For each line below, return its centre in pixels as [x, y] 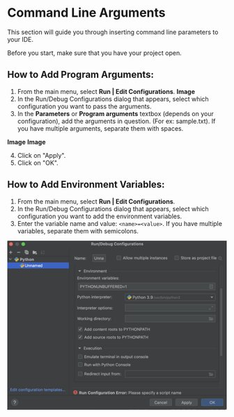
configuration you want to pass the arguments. [84, 106]
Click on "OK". [38, 163]
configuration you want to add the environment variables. [100, 216]
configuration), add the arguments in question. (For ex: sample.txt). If [116, 121]
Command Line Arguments [86, 13]
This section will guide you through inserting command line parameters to [113, 32]
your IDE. [20, 39]
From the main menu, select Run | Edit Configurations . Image [106, 91]
